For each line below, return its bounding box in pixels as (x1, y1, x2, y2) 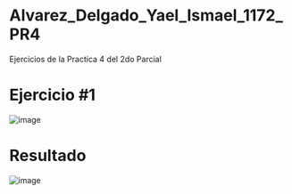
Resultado (9, 146, 87, 166)
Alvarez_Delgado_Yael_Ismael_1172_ (9, 5, 284, 26)
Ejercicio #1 (9, 85, 96, 105)
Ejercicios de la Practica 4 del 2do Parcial (9, 53, 163, 64)
